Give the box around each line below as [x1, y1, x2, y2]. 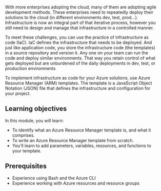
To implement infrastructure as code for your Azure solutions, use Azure [5, 75, 150, 81]
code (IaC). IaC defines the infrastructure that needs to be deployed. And [5, 40, 152, 45]
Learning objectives [5, 105, 67, 113]
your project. [5, 90, 31, 96]
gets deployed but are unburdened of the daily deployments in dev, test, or [5, 61, 156, 66]
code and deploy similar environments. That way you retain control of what [5, 55, 156, 61]
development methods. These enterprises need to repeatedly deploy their [5, 9, 154, 15]
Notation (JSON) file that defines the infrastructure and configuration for [5, 85, 151, 91]
